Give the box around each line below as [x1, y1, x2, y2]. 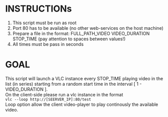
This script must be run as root [12, 20, 77, 26]
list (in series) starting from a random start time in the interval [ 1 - [5, 81, 142, 87]
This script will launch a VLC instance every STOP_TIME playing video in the [5, 75, 163, 81]
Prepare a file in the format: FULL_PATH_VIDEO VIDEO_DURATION [12, 30, 150, 36]
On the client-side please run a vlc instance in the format [5, 91, 124, 97]
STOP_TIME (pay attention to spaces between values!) [12, 36, 126, 42]
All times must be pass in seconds [12, 41, 84, 47]
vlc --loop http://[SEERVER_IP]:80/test [5, 97, 92, 102]
